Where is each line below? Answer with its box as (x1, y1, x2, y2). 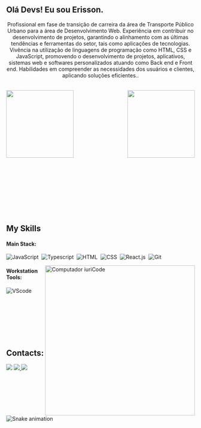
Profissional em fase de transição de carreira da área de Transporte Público (7, 20, 194, 28)
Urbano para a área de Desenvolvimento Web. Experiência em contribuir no (7, 27, 194, 34)
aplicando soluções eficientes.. (62, 71, 139, 79)
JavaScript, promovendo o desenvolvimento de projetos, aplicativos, (16, 52, 185, 59)
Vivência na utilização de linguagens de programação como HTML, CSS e (9, 46, 192, 53)
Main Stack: (6, 240, 37, 247)
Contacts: (6, 348, 44, 358)
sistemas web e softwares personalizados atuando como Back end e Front (8, 59, 193, 66)
